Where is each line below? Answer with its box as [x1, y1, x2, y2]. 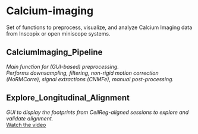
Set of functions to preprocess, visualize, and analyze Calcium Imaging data [6, 24, 193, 31]
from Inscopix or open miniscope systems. [6, 30, 111, 37]
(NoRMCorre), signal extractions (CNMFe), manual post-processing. [6, 75, 174, 82]
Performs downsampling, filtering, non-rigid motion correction [6, 69, 159, 76]
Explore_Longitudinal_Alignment [6, 93, 130, 103]
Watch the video [6, 121, 46, 128]
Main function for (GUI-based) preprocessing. [6, 63, 119, 70]
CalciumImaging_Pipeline [6, 47, 103, 58]
